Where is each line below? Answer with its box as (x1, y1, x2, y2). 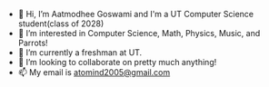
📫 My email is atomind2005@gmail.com (17, 67, 171, 77)
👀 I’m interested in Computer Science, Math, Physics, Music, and (17, 28, 261, 38)
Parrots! (17, 37, 48, 48)
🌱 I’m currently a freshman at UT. (17, 47, 143, 58)
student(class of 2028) (17, 18, 105, 29)
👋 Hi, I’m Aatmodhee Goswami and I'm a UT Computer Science (17, 9, 254, 19)
